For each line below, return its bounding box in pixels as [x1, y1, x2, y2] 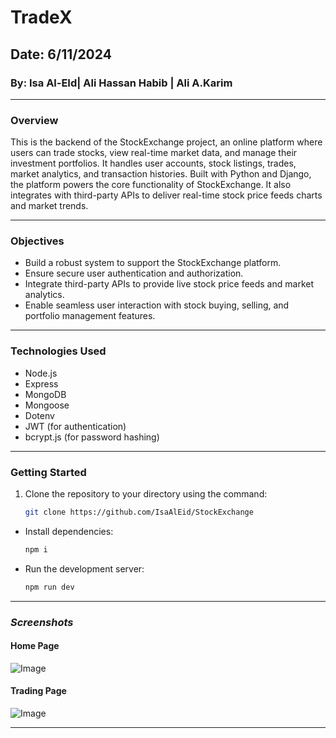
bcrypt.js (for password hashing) [24, 431, 160, 443]
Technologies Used [10, 344, 107, 358]
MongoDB [24, 388, 67, 400]
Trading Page [10, 685, 67, 697]
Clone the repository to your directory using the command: [24, 488, 268, 500]
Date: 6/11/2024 [10, 46, 112, 63]
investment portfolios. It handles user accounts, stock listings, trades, [10, 157, 297, 170]
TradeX [10, 6, 73, 29]
